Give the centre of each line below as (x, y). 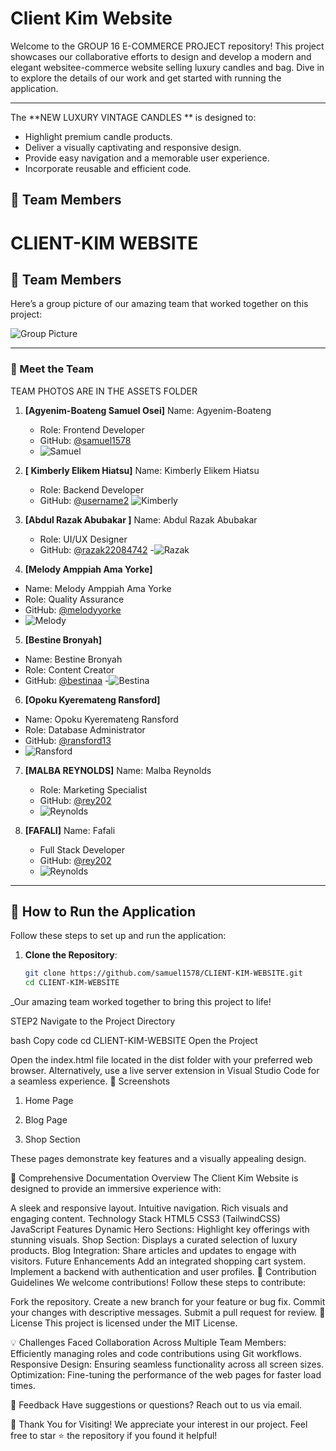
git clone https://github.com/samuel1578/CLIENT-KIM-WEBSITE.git (163, 973)
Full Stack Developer (82, 849)
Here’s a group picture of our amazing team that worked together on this (159, 304)
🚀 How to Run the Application (103, 912)
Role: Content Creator (69, 669)
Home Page (49, 1101)
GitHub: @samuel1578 (85, 440)
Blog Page (46, 1120)
